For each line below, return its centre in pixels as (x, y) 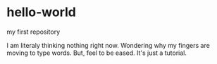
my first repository (33, 32)
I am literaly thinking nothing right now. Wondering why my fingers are (108, 45)
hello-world (42, 12)
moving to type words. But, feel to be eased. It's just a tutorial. (97, 53)
